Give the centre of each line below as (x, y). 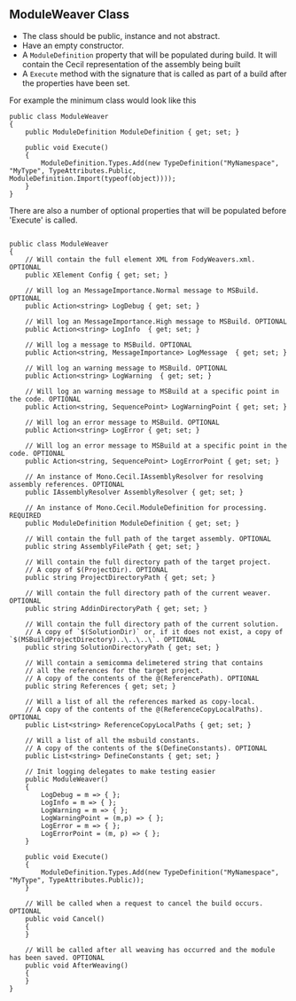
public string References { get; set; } (101, 686)
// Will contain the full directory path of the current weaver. (148, 593)
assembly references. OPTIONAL (67, 484)
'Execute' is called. (43, 220)
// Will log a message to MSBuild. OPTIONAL (109, 345)
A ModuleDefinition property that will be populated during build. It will (149, 55)
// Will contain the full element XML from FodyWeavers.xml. (140, 259)
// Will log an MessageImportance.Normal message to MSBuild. (142, 290)
